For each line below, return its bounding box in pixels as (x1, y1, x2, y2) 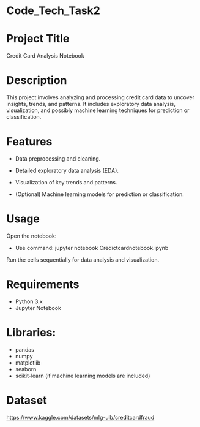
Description (6, 74, 67, 88)
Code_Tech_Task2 (6, 4, 101, 18)
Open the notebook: (6, 232, 57, 240)
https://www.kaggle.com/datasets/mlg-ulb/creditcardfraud (6, 414, 155, 421)
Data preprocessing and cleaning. (15, 155, 101, 162)
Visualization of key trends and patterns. (15, 179, 117, 186)
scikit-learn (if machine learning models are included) (15, 372, 150, 379)
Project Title (6, 32, 70, 46)
